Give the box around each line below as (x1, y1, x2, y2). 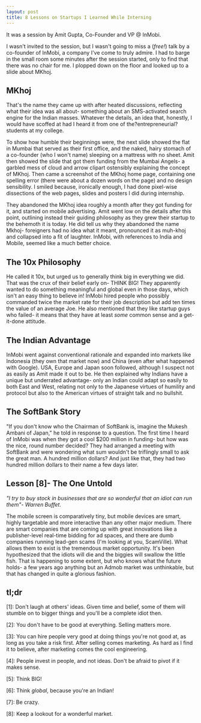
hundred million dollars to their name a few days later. (6, 461, 139, 468)
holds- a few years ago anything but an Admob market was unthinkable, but (6, 563, 194, 571)
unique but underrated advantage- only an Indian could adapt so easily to (6, 376, 188, 383)
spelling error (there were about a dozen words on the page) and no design (6, 177, 193, 184)
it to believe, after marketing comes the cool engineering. (6, 645, 148, 653)
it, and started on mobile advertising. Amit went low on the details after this (6, 208, 191, 215)
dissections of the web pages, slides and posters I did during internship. (6, 190, 185, 197)
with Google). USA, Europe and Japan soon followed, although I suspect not (6, 364, 194, 371)
